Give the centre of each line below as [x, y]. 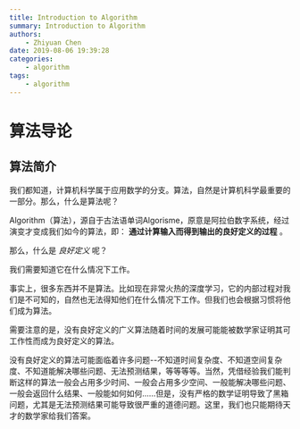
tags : [19, 76]
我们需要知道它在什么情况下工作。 [72, 269]
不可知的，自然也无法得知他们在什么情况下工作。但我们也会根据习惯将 [154, 299]
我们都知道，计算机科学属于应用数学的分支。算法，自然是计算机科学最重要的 [150, 189]
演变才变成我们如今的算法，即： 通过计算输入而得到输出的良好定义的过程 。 [148, 231]
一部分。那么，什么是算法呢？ [64, 201]
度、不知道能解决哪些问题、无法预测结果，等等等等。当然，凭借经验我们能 [146, 371]
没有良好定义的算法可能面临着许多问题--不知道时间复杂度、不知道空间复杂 [146, 359]
